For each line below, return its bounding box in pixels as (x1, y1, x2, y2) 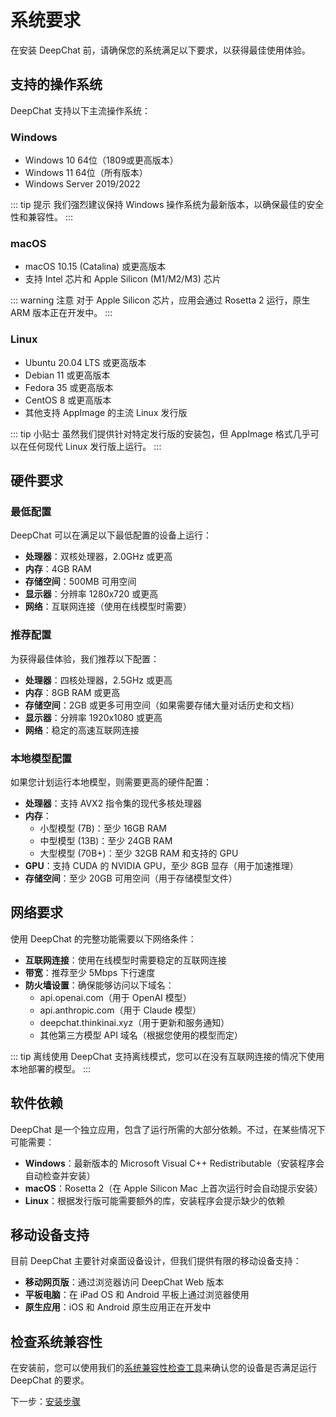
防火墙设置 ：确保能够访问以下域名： (24, 979, 175, 991)
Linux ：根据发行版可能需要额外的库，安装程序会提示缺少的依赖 (24, 1194, 286, 1206)
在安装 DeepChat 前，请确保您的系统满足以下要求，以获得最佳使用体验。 (10, 44, 311, 56)
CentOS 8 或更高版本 (24, 394, 112, 406)
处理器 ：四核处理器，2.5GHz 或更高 (24, 674, 173, 686)
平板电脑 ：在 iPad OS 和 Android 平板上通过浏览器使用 (24, 1289, 250, 1301)
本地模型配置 (10, 751, 73, 765)
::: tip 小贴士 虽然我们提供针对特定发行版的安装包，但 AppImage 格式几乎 (10, 427, 311, 440)
